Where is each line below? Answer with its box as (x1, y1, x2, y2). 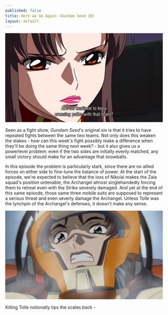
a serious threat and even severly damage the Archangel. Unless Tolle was (5, 195, 159, 201)
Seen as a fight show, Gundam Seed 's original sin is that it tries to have (5, 127, 151, 133)
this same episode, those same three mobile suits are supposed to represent (5, 190, 163, 196)
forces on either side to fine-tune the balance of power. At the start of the (5, 168, 156, 175)
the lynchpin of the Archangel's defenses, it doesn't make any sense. (5, 200, 148, 206)
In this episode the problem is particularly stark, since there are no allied (5, 163, 154, 169)
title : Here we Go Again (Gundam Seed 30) (5, 13, 95, 19)
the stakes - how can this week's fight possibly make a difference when (5, 138, 153, 144)
